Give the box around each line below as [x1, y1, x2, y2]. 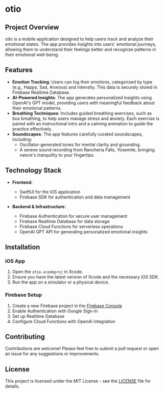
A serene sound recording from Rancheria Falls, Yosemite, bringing [19, 146, 155, 153]
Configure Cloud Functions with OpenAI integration [12, 318, 116, 324]
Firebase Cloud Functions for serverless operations [19, 224, 123, 229]
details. [5, 383, 20, 389]
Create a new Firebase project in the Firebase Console [12, 303, 122, 309]
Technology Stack [5, 166, 62, 175]
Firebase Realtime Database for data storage [19, 218, 110, 224]
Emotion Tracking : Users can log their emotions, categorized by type [12, 79, 153, 84]
